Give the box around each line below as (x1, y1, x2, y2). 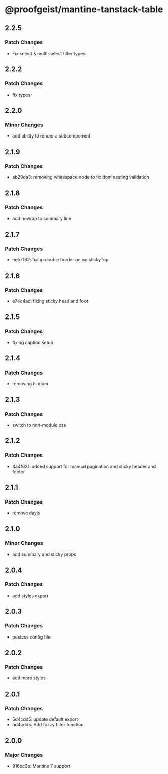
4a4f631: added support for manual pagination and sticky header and (12, 463, 156, 469)
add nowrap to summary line (12, 215, 71, 221)
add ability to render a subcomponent (12, 133, 91, 139)
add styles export (12, 593, 49, 599)
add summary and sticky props (12, 551, 76, 557)
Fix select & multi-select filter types (12, 50, 86, 56)
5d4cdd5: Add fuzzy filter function (12, 721, 84, 727)
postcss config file (12, 633, 51, 640)
